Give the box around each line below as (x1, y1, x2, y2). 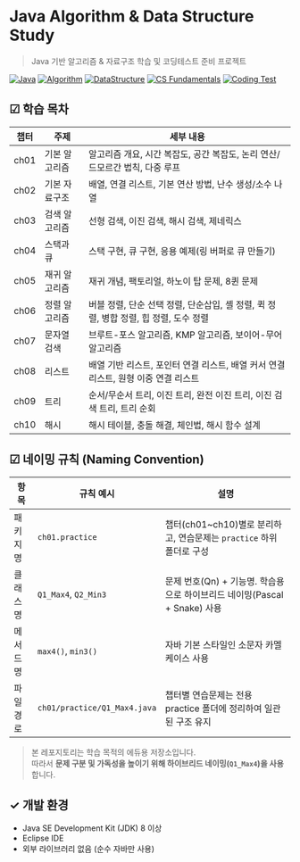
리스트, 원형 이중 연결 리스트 (87, 372, 200, 385)
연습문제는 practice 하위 (178, 531, 278, 543)
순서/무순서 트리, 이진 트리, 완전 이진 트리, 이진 (87, 388, 272, 401)
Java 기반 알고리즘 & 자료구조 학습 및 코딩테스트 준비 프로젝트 (30, 55, 247, 66)
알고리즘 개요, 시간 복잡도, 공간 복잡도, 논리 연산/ (87, 147, 281, 160)
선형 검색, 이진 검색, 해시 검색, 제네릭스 (87, 214, 243, 227)
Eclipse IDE (21, 833, 64, 844)
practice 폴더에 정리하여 (164, 702, 262, 715)
